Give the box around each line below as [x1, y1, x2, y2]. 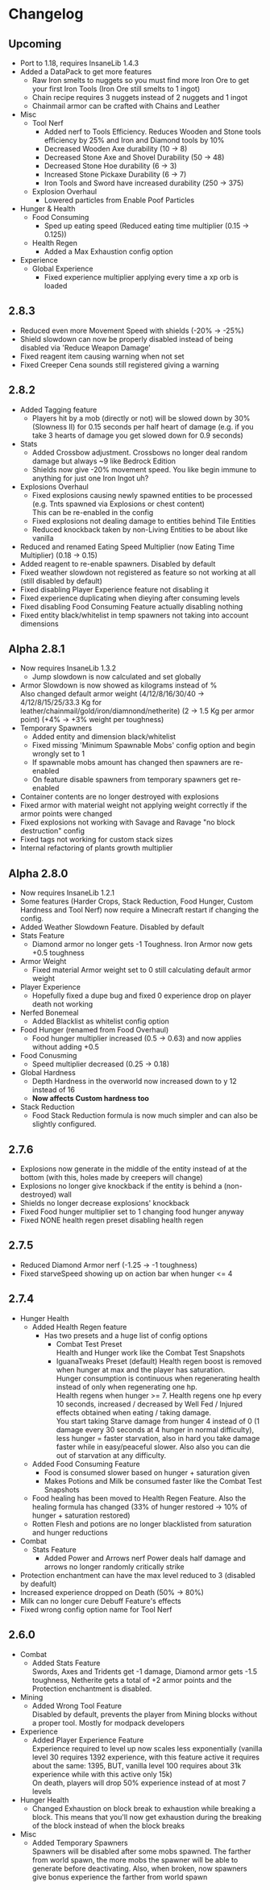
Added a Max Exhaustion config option [44, 247, 173, 256]
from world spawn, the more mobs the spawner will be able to [31, 1855, 239, 1864]
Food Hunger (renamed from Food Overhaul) [19, 1025, 169, 1035]
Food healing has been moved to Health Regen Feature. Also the [31, 1493, 247, 1503]
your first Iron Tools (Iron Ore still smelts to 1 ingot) [31, 84, 201, 93]
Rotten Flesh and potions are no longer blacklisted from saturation [31, 1518, 252, 1528]
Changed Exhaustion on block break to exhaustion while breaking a [31, 1803, 256, 1813]
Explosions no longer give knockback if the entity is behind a [19, 1182, 222, 1191]
